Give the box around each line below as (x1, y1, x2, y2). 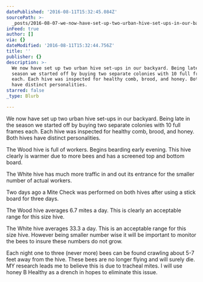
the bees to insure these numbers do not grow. (6, 237, 123, 245)
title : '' (6, 48, 31, 54)
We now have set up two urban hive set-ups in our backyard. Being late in (6, 115, 190, 122)
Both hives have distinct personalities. (6, 134, 101, 141)
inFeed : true (6, 25, 39, 32)
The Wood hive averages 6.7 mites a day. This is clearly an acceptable (6, 207, 181, 214)
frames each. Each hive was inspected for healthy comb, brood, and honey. (6, 127, 195, 135)
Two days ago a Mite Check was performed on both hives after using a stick (6, 188, 196, 196)
